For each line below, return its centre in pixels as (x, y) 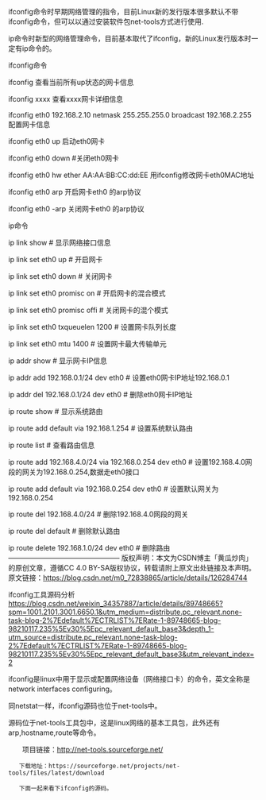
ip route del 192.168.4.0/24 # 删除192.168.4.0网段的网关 (98, 514)
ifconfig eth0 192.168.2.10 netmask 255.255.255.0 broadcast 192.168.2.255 (130, 115)
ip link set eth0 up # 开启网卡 (56, 259)
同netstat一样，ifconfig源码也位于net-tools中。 (85, 706)
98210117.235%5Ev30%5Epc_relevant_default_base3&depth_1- (111, 629)
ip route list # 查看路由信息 (52, 445)
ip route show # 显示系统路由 (56, 411)
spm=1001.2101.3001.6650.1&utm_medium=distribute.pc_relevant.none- (125, 612)
